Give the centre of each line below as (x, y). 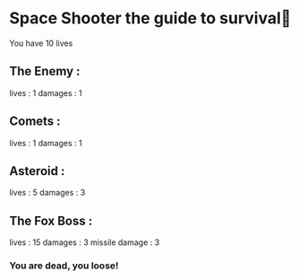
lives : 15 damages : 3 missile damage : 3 (85, 242)
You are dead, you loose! (64, 266)
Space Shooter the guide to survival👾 (150, 18)
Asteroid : (37, 171)
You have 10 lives (41, 43)
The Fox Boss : (51, 220)
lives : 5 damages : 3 (47, 193)
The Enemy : (45, 71)
